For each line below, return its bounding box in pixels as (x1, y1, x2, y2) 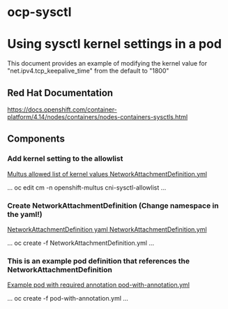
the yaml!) (7, 209, 43, 219)
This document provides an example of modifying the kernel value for (7, 59, 208, 68)
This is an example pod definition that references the (7, 256, 190, 266)
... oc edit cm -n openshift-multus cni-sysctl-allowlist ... (7, 183, 167, 192)
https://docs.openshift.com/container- (7, 105, 117, 114)
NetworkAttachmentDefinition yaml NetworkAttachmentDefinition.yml (7, 225, 207, 234)
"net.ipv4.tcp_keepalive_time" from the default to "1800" (7, 67, 169, 75)
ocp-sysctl (7, 4, 72, 20)
